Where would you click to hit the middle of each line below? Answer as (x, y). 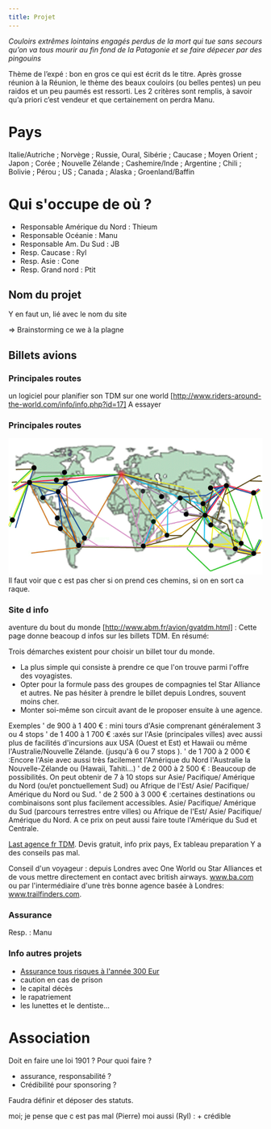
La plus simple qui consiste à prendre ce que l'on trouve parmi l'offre (134, 667)
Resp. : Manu (30, 933)
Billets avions (43, 355)
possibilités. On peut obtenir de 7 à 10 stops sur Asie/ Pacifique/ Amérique (132, 777)
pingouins (25, 58)
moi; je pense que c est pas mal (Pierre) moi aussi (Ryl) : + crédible (120, 1116)
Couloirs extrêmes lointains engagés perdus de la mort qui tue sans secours (135, 41)
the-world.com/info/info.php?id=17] (67, 404)
